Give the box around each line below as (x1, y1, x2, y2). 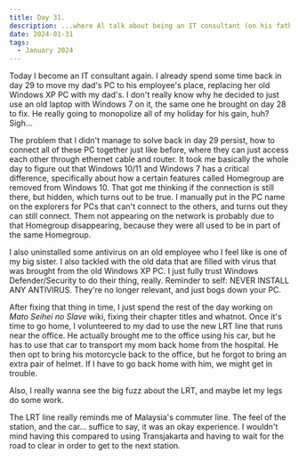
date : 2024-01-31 (9, 29, 74, 38)
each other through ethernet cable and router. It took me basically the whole (9, 154, 289, 165)
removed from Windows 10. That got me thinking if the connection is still (9, 182, 274, 193)
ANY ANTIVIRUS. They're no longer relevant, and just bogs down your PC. (9, 285, 282, 295)
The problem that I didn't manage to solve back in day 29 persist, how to (9, 135, 276, 146)
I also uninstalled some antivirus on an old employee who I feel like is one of (9, 246, 287, 258)
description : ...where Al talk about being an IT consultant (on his (9, 21, 273, 30)
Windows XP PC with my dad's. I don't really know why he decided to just (9, 90, 280, 101)
